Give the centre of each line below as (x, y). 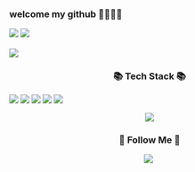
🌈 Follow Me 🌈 (150, 139)
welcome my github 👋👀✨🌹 (66, 14)
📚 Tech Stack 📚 (150, 76)
